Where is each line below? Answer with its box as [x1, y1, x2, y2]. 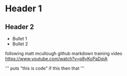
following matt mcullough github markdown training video [5, 50, 123, 56]
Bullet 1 [12, 36, 27, 41]
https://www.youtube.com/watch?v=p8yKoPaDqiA [5, 56, 108, 62]
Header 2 [5, 23, 35, 31]
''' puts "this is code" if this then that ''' [5, 65, 85, 71]
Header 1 [5, 3, 42, 14]
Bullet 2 [12, 41, 28, 47]
